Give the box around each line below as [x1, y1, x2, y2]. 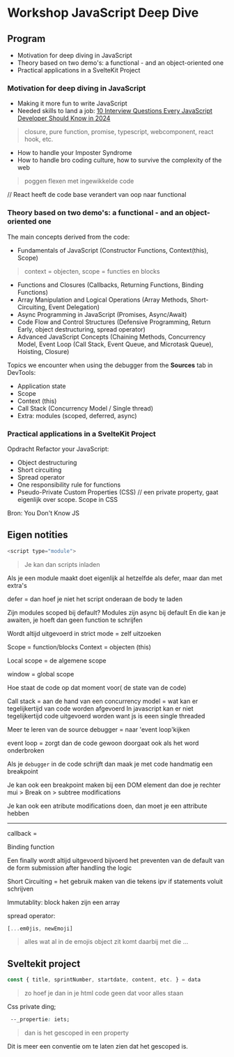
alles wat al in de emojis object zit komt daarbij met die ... [24, 938, 189, 946]
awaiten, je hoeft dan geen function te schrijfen [7, 616, 143, 624]
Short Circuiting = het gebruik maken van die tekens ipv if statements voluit [7, 877, 223, 885]
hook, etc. [24, 135, 54, 144]
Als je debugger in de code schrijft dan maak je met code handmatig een [7, 760, 213, 768]
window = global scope [7, 670, 75, 678]
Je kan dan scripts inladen [24, 560, 100, 568]
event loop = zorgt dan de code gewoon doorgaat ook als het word [7, 739, 199, 747]
